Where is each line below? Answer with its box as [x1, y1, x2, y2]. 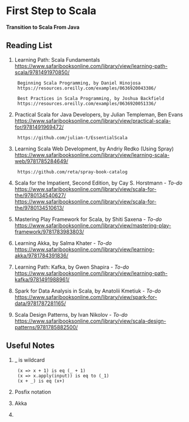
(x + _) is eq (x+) [17, 378, 65, 384]
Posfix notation [14, 388, 51, 395]
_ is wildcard [14, 356, 45, 363]
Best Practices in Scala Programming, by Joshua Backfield [17, 95, 164, 101]
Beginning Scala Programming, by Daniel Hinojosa [17, 80, 141, 86]
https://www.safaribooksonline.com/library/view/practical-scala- [14, 117, 171, 124]
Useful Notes [6, 341, 55, 351]
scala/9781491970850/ [14, 69, 70, 76]
